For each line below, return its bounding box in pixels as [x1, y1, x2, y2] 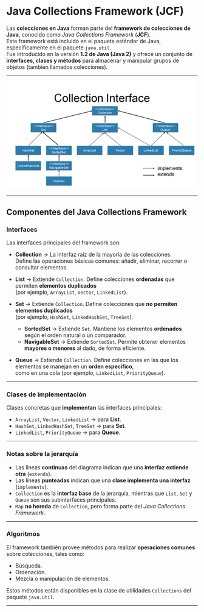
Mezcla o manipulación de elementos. [15, 575, 110, 582]
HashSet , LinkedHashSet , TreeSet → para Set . [15, 422, 126, 430]
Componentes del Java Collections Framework [6, 207, 187, 217]
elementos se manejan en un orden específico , [15, 363, 134, 370]
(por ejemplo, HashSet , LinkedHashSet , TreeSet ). [15, 313, 134, 321]
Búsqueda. [15, 562, 42, 569]
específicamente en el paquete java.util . [6, 44, 111, 51]
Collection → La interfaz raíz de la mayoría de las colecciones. [15, 251, 172, 258]
